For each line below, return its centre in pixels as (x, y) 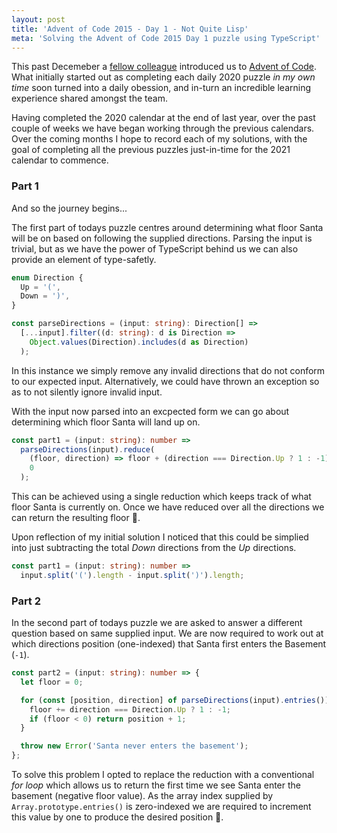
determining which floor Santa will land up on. (106, 422)
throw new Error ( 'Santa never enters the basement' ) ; (134, 746)
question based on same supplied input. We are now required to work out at (167, 633)
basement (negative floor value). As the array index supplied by (142, 796)
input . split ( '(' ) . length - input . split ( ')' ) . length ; (132, 575)
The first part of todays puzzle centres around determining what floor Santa (167, 227)
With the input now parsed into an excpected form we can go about (150, 411)
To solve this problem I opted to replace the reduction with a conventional (163, 775)
